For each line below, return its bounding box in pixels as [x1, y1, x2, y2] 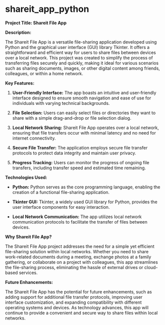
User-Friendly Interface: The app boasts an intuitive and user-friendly [12, 90, 157, 95]
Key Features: [5, 80, 35, 86]
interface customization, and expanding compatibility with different [5, 299, 142, 305]
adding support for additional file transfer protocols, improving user [5, 294, 143, 300]
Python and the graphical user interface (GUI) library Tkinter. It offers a [5, 44, 150, 50]
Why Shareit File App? [5, 233, 52, 239]
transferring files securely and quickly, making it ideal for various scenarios [5, 60, 159, 66]
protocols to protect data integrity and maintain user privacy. [12, 150, 136, 156]
